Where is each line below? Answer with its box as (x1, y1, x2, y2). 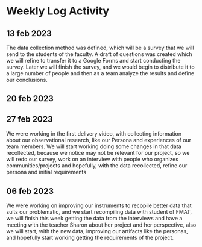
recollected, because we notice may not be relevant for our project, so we (6, 149, 190, 157)
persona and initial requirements (6, 169, 86, 176)
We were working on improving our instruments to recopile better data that (6, 202, 192, 209)
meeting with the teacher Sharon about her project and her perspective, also (6, 221, 197, 228)
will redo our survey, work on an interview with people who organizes (6, 155, 179, 163)
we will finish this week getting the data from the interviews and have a (6, 215, 183, 222)
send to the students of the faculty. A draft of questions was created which (6, 51, 193, 58)
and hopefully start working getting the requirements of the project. (6, 234, 174, 242)
